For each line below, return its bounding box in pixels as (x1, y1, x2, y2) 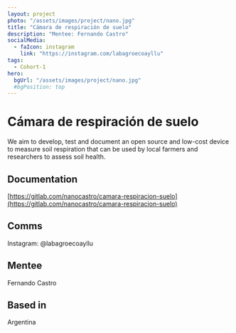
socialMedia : (7, 37, 46, 44)
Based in (7, 300, 47, 312)
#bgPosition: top (14, 83, 65, 90)
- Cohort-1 (14, 63, 46, 70)
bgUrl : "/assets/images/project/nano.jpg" (14, 76, 141, 84)
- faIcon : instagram (14, 43, 75, 51)
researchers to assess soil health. (7, 152, 106, 161)
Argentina (7, 318, 36, 327)
